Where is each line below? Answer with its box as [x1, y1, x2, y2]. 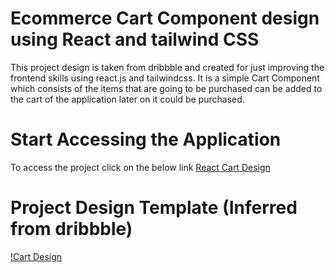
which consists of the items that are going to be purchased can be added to [10, 82, 323, 94]
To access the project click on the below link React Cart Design [10, 161, 271, 173]
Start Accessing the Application [10, 128, 282, 151]
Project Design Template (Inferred [10, 197, 298, 219]
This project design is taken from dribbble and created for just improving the [10, 61, 325, 73]
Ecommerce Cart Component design [10, 7, 320, 30]
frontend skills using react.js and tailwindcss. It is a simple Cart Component [10, 72, 320, 84]
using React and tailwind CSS [10, 28, 260, 51]
